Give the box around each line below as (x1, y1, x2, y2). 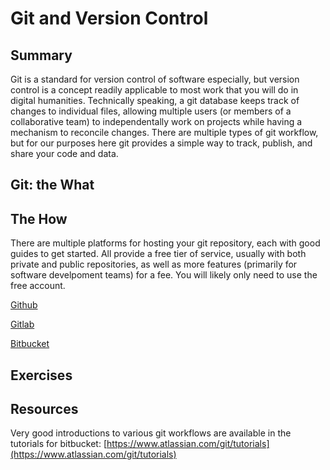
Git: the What (10, 177, 95, 194)
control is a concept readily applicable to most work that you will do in (10, 84, 299, 96)
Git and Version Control (10, 7, 209, 30)
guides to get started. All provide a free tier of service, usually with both (10, 248, 307, 260)
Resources (10, 400, 79, 417)
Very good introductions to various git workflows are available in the (10, 427, 292, 439)
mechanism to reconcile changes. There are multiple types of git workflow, (10, 127, 319, 138)
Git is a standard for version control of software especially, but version (10, 73, 300, 85)
